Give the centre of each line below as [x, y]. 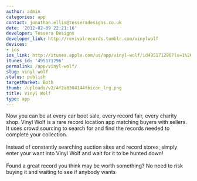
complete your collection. [37, 134]
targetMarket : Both [30, 83]
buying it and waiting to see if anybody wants [61, 172]
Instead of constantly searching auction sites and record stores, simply [92, 147]
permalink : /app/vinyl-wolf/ [42, 66]
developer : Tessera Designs [40, 33]
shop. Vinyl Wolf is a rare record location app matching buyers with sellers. [97, 122]
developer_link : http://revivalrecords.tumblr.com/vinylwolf [82, 39]
